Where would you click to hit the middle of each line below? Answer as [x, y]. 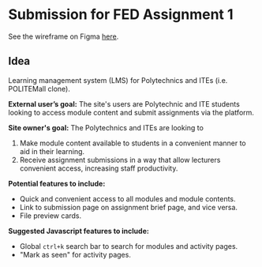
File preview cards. [51, 216]
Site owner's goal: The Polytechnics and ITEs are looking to [106, 127]
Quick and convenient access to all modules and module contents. [127, 198]
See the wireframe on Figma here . [64, 36]
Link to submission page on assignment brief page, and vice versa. [129, 207]
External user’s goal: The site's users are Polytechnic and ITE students [124, 103]
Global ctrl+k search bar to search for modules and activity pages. [129, 246]
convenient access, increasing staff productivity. [99, 168]
